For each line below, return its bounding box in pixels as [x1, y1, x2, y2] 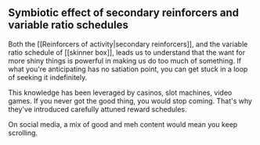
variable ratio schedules [8, 19, 129, 32]
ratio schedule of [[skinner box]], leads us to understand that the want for [8, 47, 245, 57]
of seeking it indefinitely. [8, 72, 88, 82]
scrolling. [8, 128, 38, 137]
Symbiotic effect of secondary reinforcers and [8, 6, 240, 20]
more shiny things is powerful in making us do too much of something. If [8, 56, 242, 65]
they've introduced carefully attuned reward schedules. [8, 104, 187, 114]
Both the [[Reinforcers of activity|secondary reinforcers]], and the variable [8, 39, 248, 49]
